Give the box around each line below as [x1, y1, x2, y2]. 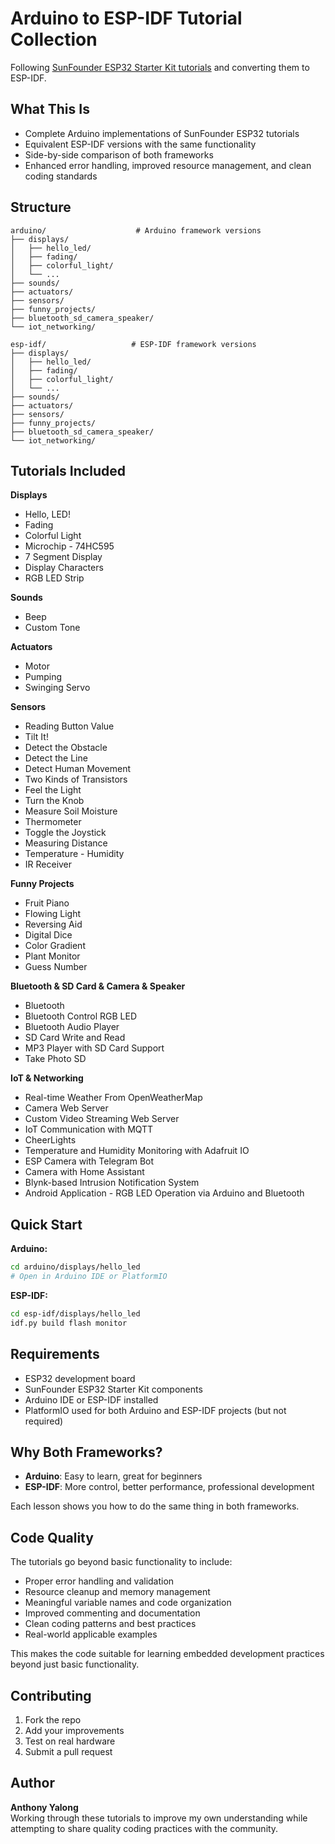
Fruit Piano [24, 897, 70, 909]
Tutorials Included [10, 462, 126, 479]
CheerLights [24, 1134, 77, 1146]
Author [10, 1775, 55, 1792]
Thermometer [24, 816, 82, 828]
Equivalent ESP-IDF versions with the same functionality [24, 138, 257, 150]
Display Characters [24, 562, 104, 574]
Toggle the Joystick [24, 827, 107, 839]
